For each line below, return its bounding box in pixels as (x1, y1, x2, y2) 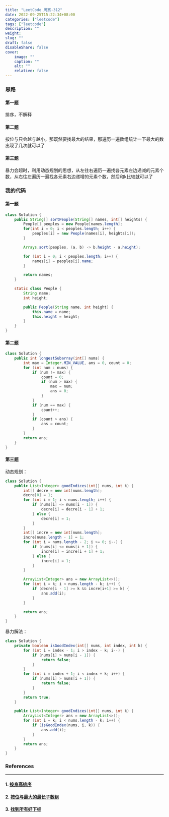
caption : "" (14, 59, 39, 64)
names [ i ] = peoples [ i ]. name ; (32, 258, 94, 264)
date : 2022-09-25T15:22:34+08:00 (5, 12, 75, 17)
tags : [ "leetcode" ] (5, 21, 46, 27)
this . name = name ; (32, 309, 71, 314)
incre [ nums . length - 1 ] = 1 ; (23, 535, 84, 540)
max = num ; (50, 384, 73, 389)
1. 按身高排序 (5, 781, 32, 787)
